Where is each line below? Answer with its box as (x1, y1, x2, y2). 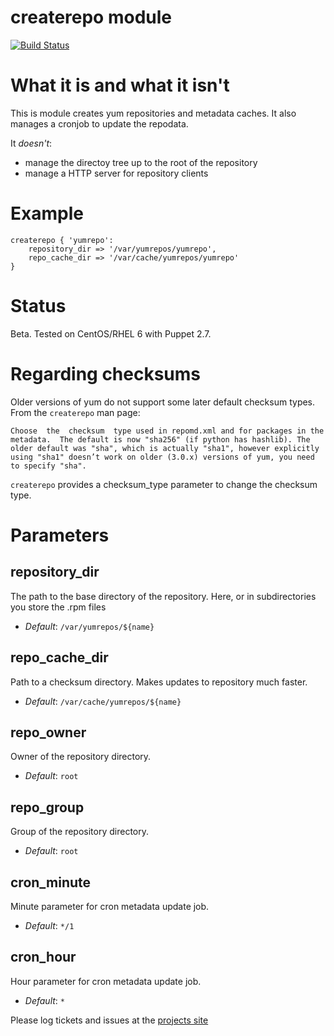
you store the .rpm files (10, 601, 107, 613)
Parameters (10, 524, 110, 546)
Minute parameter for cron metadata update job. (10, 900, 210, 912)
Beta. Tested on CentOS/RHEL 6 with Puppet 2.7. (10, 327, 212, 340)
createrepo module (10, 6, 172, 29)
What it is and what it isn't (10, 74, 230, 97)
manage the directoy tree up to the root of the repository (24, 156, 258, 168)
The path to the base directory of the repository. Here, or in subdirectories (10, 590, 317, 602)
